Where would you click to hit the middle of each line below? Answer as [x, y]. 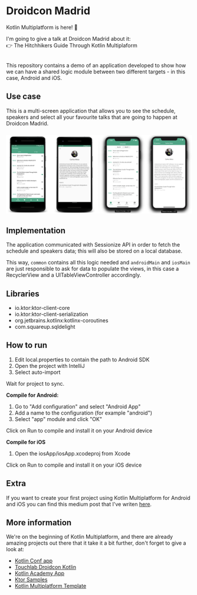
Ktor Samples [31, 580]
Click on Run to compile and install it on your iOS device [74, 465]
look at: [15, 549]
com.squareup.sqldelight [45, 326]
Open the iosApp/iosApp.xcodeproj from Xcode [73, 453]
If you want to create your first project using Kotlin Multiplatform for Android [98, 497]
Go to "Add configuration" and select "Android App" [78, 406]
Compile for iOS [26, 442]
